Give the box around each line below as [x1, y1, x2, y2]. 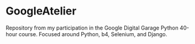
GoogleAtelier [5, 4, 77, 18]
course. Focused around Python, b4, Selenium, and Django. [18, 30, 168, 37]
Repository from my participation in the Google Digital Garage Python [5, 24, 179, 31]
